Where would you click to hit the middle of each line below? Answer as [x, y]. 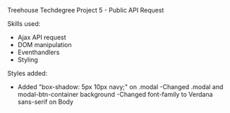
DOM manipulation [44, 45]
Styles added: [28, 73]
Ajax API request [42, 37]
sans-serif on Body [46, 102]
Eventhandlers [38, 52]
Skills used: [24, 24]
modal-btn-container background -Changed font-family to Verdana [115, 94]
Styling [28, 60]
